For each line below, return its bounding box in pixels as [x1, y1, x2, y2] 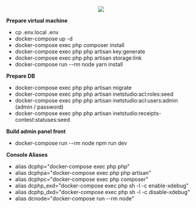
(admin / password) [14, 103, 64, 110]
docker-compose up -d [14, 35, 73, 42]
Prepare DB [6, 72, 35, 80]
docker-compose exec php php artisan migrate [14, 84, 132, 91]
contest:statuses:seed [14, 116, 70, 123]
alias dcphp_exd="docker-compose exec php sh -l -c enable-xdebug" [14, 182, 189, 189]
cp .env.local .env [14, 29, 59, 36]
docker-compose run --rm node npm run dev [14, 139, 127, 147]
